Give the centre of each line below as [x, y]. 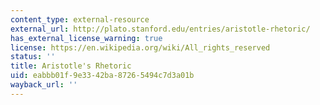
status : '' [33, 57]
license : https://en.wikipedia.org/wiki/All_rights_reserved [140, 47]
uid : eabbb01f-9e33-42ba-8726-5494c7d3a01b [102, 76]
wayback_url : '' [44, 85]
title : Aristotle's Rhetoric [71, 66]
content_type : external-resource [80, 19]
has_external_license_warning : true [86, 38]
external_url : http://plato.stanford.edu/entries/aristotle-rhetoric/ [160, 29]
